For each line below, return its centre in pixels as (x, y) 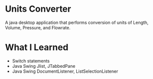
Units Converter (38, 9)
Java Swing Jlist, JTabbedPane (44, 66)
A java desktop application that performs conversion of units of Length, (77, 22)
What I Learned (37, 48)
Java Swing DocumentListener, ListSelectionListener (65, 71)
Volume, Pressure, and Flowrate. (38, 27)
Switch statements (31, 61)
